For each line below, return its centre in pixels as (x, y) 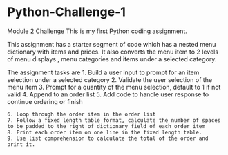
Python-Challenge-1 (67, 12)
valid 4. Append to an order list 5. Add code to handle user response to (108, 94)
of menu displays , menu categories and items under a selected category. (112, 59)
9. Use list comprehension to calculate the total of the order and (108, 138)
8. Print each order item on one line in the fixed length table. (105, 132)
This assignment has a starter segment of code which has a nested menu (112, 44)
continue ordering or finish (45, 101)
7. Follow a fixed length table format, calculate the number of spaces (114, 120)
